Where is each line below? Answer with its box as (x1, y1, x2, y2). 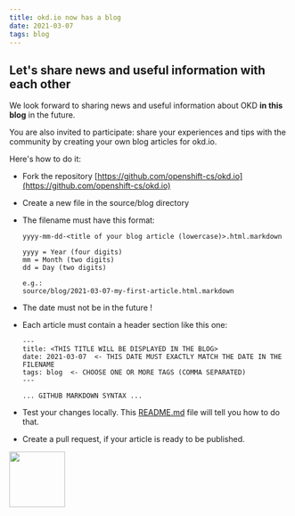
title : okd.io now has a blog (9, 12, 122, 22)
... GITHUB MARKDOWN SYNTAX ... (21, 391, 143, 401)
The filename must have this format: (21, 215, 155, 225)
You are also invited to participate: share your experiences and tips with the (9, 127, 287, 138)
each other (9, 77, 71, 92)
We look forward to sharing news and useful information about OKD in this (9, 100, 283, 111)
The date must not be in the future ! (21, 302, 153, 313)
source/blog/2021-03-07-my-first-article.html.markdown (21, 287, 234, 296)
